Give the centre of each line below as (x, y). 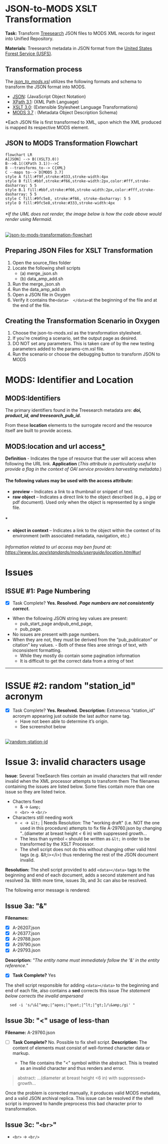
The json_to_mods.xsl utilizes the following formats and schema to (73, 81)
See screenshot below (43, 727)
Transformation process (44, 69)
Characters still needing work (43, 817)
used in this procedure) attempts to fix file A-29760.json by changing (91, 828)
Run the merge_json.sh (36, 284)
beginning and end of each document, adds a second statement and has (80, 875)
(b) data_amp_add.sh (41, 278)
